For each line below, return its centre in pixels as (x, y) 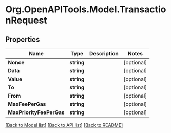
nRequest (26, 20)
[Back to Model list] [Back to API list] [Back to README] (64, 125)
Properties (23, 39)
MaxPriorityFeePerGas (36, 112)
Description (104, 54)
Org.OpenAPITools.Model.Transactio (86, 9)
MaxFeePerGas (27, 104)
